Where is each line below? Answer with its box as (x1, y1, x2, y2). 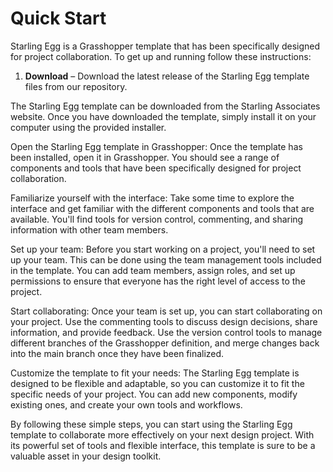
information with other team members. (10, 223, 169, 236)
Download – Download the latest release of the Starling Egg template (24, 70, 310, 82)
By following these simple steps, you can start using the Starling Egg (10, 418, 293, 430)
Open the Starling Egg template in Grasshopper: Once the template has (10, 140, 303, 152)
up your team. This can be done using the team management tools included (10, 253, 322, 266)
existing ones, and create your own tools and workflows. (10, 398, 243, 411)
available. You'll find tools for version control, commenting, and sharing (10, 213, 304, 225)
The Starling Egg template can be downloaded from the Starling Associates (10, 100, 321, 112)
